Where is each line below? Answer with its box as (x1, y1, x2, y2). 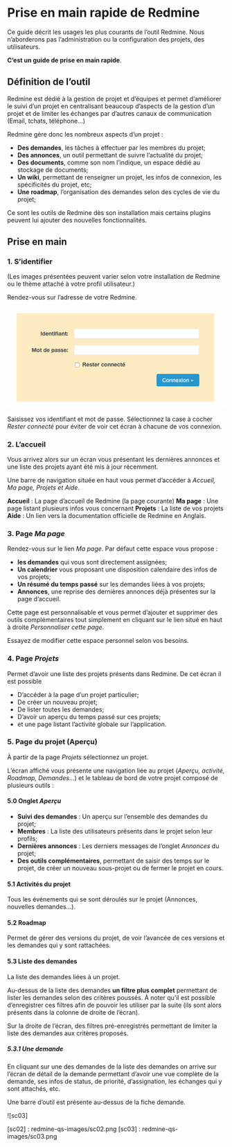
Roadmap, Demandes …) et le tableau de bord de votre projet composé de (7, 773, 218, 782)
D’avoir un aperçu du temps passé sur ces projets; (17, 712, 161, 721)
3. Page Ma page (7, 528, 65, 538)
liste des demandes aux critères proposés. (7, 1028, 129, 1037)
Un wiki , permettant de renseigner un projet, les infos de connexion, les (17, 173, 222, 181)
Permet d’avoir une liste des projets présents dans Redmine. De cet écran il (7, 669, 222, 678)
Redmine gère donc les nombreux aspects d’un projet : (7, 130, 164, 138)
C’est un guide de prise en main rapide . (7, 55, 122, 64)
